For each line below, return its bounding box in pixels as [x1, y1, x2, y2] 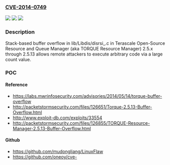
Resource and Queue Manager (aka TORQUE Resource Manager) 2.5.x [5, 45, 153, 51]
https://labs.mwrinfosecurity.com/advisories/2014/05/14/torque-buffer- [12, 93, 162, 99]
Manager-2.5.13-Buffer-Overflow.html [12, 125, 91, 131]
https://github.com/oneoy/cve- [12, 154, 77, 160]
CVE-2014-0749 [5, 4, 47, 11]
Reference [5, 81, 28, 88]
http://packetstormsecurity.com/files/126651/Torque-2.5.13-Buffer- [12, 103, 152, 110]
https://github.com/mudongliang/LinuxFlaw [12, 148, 104, 154]
